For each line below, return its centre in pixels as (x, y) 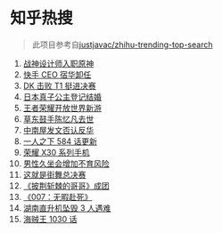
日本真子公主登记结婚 (62, 96)
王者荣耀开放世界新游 (62, 108)
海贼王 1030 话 (50, 219)
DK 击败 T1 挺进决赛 (59, 85)
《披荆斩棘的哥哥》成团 (66, 185)
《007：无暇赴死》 (58, 197)
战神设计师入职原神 (58, 63)
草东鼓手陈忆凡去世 (58, 119)
